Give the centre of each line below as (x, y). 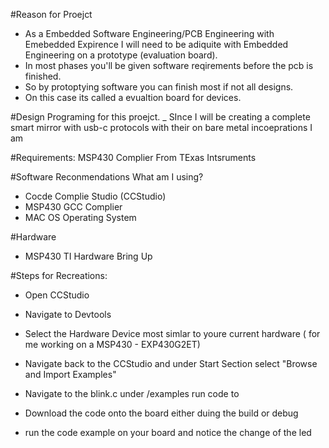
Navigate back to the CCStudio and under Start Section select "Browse (171, 363)
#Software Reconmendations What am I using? (107, 177)
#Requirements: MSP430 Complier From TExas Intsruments (133, 157)
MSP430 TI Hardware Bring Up (88, 256)
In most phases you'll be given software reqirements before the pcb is (169, 65)
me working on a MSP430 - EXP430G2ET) (112, 344)
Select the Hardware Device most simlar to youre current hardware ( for (172, 333)
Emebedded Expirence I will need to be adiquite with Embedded (156, 44)
